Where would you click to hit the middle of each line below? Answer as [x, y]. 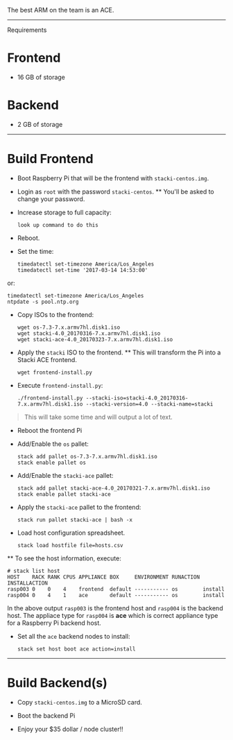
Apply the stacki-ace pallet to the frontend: [79, 507]
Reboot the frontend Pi [50, 430]
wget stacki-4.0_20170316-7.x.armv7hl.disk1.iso [89, 333]
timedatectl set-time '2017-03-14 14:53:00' [83, 270]
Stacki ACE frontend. [47, 359]
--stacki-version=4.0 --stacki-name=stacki [149, 404]
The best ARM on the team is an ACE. [61, 10]
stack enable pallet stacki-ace [64, 494]
